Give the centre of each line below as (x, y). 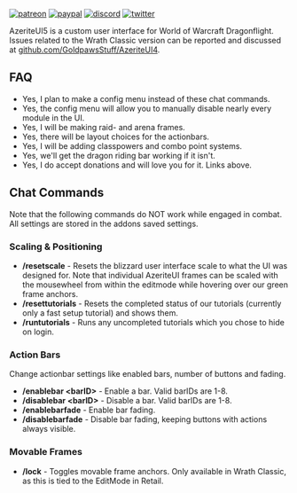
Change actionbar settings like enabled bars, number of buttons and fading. (148, 374)
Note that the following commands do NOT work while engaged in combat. (145, 214)
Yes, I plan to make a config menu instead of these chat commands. (146, 98)
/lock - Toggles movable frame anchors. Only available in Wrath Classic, (154, 471)
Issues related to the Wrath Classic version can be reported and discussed (145, 40)
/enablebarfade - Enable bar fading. (89, 410)
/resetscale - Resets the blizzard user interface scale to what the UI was (155, 265)
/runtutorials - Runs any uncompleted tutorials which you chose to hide (153, 322)
